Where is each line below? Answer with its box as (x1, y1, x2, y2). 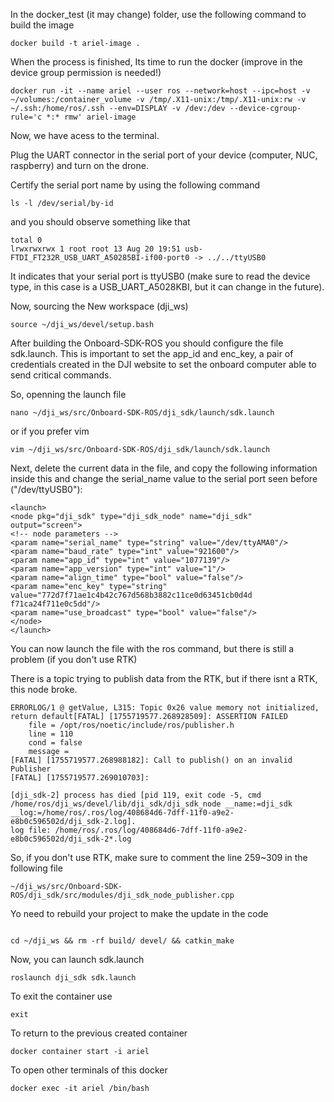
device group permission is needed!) (10, 67, 162, 78)
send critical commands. (10, 369, 112, 381)
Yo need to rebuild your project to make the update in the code (10, 908, 269, 919)
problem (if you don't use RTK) (10, 654, 138, 665)
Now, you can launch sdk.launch (10, 954, 145, 965)
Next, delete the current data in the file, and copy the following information (10, 462, 318, 474)
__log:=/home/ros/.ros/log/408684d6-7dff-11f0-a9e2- (10, 808, 235, 818)
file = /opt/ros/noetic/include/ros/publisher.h (28, 720, 235, 730)
